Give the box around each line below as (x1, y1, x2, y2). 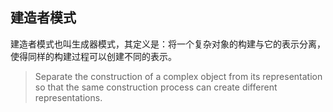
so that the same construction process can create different (34, 81, 278, 93)
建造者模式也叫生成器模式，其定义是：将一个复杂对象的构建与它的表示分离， (10, 38, 326, 50)
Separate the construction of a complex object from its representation (34, 70, 323, 82)
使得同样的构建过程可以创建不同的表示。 (10, 50, 177, 62)
